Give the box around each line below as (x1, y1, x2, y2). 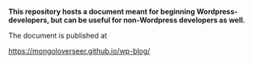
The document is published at (8, 31, 107, 40)
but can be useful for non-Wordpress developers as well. (51, 15, 246, 25)
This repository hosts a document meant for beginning (8, 7, 196, 16)
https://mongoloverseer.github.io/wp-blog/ (8, 46, 151, 55)
